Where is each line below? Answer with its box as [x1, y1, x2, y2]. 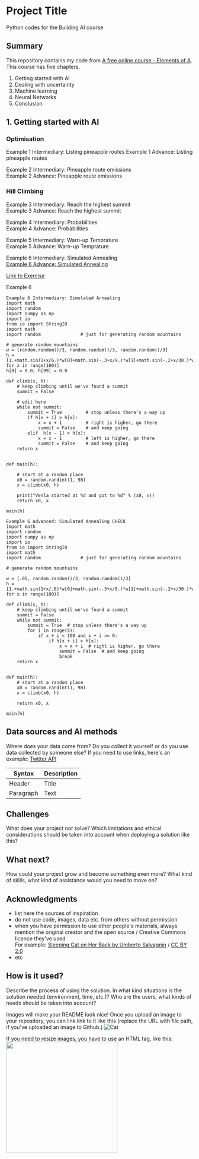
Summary [6, 41, 43, 51]
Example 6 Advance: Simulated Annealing [6, 260, 108, 268]
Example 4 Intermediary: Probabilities [6, 218, 98, 226]
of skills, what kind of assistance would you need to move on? [6, 877, 158, 884]
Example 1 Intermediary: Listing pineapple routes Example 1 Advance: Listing [6, 148, 193, 156]
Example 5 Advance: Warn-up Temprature [6, 242, 109, 250]
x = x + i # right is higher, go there [59, 643, 161, 649]
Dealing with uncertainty [14, 81, 75, 88]
